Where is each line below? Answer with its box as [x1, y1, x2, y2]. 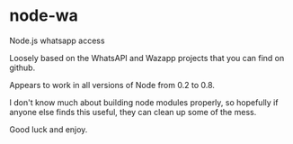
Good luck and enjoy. [9, 123, 88, 135]
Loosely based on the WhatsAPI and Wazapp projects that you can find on [9, 52, 285, 63]
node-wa [9, 5, 79, 26]
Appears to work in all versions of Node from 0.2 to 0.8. [9, 79, 216, 90]
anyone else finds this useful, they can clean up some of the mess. [9, 106, 257, 117]
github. [9, 62, 36, 73]
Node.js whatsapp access [9, 35, 105, 46]
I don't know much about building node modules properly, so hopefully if [9, 96, 279, 108]
